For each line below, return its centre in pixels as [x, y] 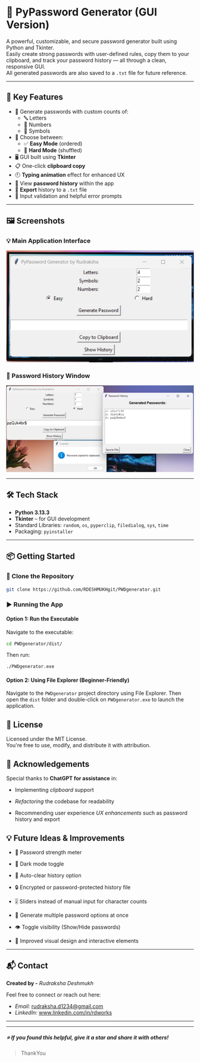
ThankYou [33, 1053]
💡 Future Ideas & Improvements [65, 838]
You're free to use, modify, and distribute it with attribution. [79, 745]
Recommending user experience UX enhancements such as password [101, 813]
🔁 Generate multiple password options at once [72, 915]
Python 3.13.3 [32, 512]
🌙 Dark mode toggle [39, 864]
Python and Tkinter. [30, 48]
